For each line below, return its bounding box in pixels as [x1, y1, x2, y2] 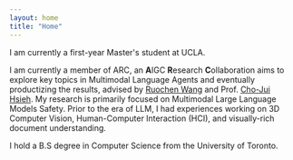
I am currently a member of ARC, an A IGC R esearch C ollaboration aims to [9, 65, 285, 75]
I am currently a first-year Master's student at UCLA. [9, 46, 206, 57]
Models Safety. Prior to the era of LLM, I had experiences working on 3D [9, 103, 280, 114]
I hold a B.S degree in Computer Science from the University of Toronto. [9, 140, 278, 151]
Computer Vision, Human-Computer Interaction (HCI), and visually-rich [9, 113, 275, 124]
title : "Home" [9, 22, 63, 31]
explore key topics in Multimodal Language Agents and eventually [9, 74, 256, 85]
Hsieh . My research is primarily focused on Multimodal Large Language [9, 93, 277, 105]
